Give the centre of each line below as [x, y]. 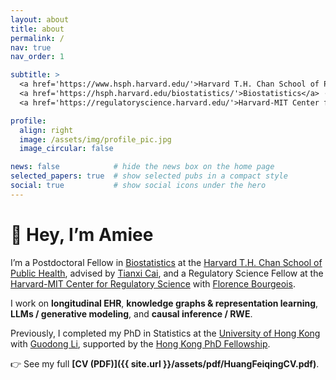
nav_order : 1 [37, 57]
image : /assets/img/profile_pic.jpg [95, 139]
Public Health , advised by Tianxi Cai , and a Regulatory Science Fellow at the [167, 273]
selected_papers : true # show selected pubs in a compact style [149, 176]
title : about [37, 29]
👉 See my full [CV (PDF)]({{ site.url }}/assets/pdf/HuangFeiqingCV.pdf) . [165, 363]
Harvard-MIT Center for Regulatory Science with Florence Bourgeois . [153, 283]
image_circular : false [66, 149]
